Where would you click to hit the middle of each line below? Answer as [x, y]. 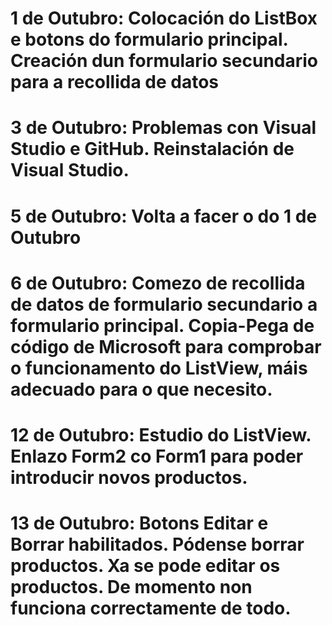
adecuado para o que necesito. [141, 389]
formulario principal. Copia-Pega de [162, 325]
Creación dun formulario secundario [164, 61]
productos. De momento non [131, 587]
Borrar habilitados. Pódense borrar [157, 544]
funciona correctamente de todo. [151, 608]
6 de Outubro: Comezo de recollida [158, 283]
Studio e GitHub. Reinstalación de [152, 149]
